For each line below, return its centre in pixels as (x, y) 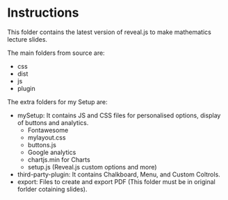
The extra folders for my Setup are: (57, 101)
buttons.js (42, 144)
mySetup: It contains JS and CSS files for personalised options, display (119, 115)
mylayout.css (47, 137)
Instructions (43, 13)
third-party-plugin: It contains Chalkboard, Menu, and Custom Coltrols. (119, 174)
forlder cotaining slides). (52, 189)
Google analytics (52, 152)
